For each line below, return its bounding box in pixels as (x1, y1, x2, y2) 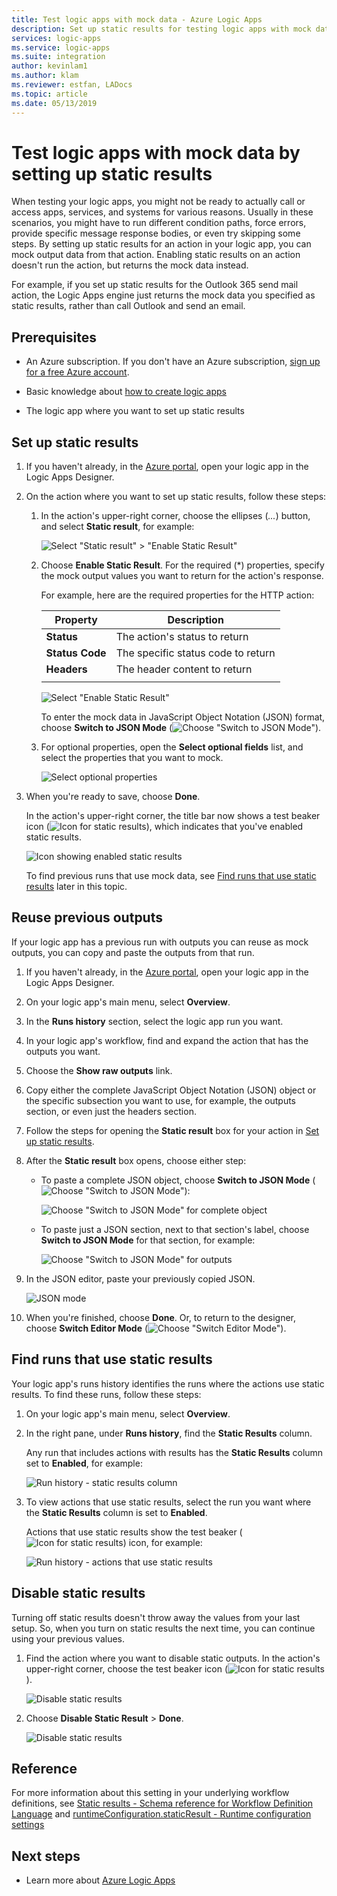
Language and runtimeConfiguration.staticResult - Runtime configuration (11, 1808, 312, 1820)
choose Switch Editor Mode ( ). (25, 1322, 287, 1334)
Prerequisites (11, 329, 97, 346)
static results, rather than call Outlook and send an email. (11, 300, 246, 312)
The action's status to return (115, 630, 249, 644)
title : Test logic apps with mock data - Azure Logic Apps (11, 14, 263, 25)
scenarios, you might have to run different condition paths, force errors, (11, 217, 307, 229)
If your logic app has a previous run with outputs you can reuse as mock (11, 936, 309, 948)
